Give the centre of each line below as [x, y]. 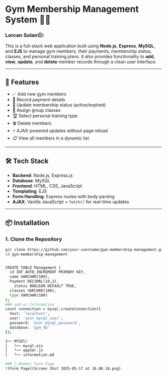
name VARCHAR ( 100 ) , [30, 277]
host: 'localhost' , [30, 314]
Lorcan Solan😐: [25, 35]
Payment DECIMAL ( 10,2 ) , [34, 282]
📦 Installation [27, 223]
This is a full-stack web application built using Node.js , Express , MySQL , [80, 46]
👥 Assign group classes [36, 110]
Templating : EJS [30, 191]
